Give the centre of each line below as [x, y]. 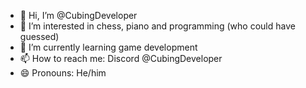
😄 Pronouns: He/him [63, 73]
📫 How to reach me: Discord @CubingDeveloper [121, 58]
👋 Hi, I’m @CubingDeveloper [78, 15]
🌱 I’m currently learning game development [108, 47]
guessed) [39, 36]
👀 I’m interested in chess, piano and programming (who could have [157, 26]
